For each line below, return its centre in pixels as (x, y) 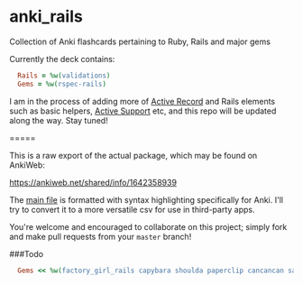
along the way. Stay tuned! (59, 120)
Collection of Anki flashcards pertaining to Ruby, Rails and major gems (140, 41)
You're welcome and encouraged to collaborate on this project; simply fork (148, 226)
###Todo (26, 253)
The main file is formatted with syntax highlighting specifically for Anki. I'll (147, 199)
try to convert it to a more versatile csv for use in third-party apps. (132, 209)
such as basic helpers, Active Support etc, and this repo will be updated (143, 111)
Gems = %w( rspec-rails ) (62, 84)
